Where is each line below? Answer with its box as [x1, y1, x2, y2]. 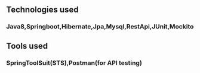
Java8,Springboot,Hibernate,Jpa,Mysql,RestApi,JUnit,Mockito [6, 23, 194, 31]
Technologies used [6, 5, 79, 15]
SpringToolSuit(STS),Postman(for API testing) [6, 59, 142, 67]
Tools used [6, 41, 48, 51]
